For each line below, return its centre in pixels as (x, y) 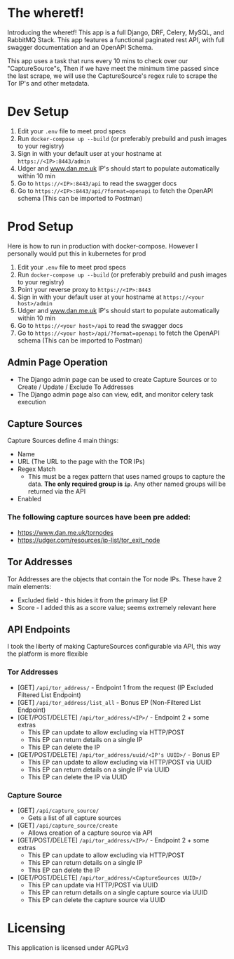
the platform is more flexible (48, 654)
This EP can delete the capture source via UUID (97, 899)
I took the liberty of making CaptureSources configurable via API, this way (114, 647)
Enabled (29, 499)
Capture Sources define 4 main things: (63, 441)
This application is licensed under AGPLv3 (68, 947)
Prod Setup (40, 227)
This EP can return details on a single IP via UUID (99, 769)
